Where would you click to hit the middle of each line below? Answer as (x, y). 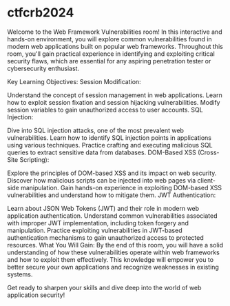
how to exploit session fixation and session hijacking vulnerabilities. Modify (114, 102)
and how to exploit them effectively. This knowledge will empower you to (111, 259)
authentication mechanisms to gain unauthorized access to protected (106, 237)
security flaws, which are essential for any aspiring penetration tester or (109, 61)
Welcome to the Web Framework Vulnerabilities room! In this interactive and (115, 32)
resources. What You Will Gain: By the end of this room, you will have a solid (115, 245)
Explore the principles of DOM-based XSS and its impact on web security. (112, 173)
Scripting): (34, 159)
